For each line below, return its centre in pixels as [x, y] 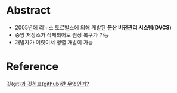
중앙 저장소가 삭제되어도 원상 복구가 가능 [62, 35]
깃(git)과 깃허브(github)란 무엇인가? [48, 84]
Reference [32, 67]
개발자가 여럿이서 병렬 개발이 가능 [54, 42]
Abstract [28, 10]
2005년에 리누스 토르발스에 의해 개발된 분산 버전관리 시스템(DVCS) [93, 27]
